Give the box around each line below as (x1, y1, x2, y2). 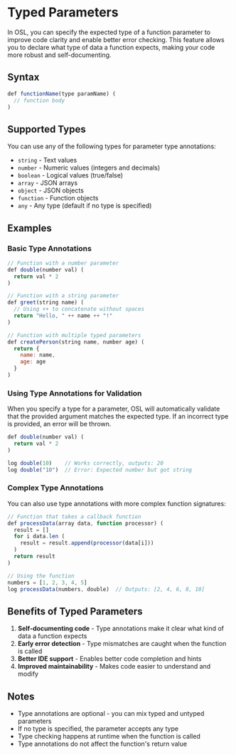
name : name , (20, 351, 55, 359)
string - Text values (17, 156, 77, 165)
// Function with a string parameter (7, 292, 119, 299)
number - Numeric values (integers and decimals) (17, 163, 161, 172)
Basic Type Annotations (7, 243, 92, 253)
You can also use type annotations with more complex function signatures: (7, 499, 226, 508)
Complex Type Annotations (7, 483, 104, 493)
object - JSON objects (17, 186, 84, 195)
